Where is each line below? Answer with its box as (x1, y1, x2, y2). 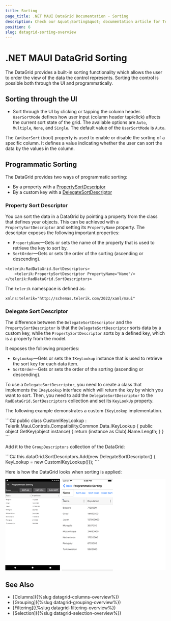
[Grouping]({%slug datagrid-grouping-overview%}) (12, 600, 121, 606)
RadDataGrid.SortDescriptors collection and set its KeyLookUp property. (5, 398, 154, 404)
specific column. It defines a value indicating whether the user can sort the (5, 140, 162, 146)
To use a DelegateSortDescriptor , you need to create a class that (5, 382, 142, 388)
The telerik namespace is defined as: (5, 285, 86, 291)
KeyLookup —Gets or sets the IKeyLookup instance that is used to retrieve (12, 355, 163, 362)
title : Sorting (5, 8, 38, 13)
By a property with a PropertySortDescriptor (12, 184, 106, 190)
